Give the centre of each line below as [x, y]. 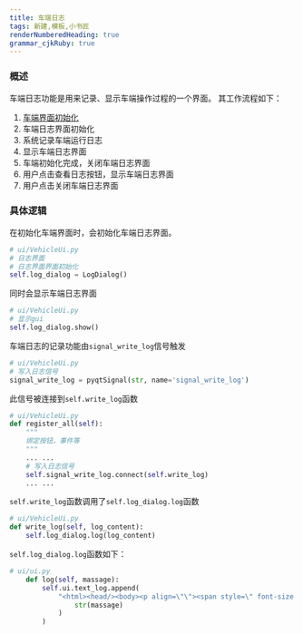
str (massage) [99, 605]
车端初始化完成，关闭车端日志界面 [86, 162]
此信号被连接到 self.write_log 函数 [74, 398]
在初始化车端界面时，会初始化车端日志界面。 [93, 232]
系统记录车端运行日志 [62, 140]
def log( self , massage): [73, 580]
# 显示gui [26, 319]
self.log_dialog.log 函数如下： [68, 554]
